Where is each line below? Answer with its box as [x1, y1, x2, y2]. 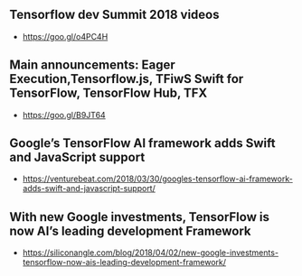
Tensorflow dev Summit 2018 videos [9, 7, 220, 23]
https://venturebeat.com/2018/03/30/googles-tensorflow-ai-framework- [22, 173, 294, 184]
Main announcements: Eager [9, 58, 176, 73]
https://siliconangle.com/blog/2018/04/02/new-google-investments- [22, 247, 278, 258]
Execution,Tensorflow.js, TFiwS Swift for [9, 71, 244, 87]
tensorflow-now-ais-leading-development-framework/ [22, 257, 227, 268]
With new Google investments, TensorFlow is [9, 209, 269, 225]
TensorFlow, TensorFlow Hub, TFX [9, 86, 208, 101]
